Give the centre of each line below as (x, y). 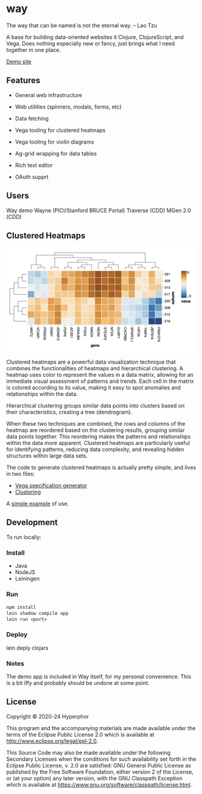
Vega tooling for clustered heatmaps (60, 130)
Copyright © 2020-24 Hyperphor (48, 716)
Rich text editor (34, 165)
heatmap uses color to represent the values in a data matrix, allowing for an (100, 374)
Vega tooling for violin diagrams (55, 142)
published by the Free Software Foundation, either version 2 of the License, (100, 772)
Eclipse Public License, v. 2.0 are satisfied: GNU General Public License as (99, 765)
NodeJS (25, 572)
